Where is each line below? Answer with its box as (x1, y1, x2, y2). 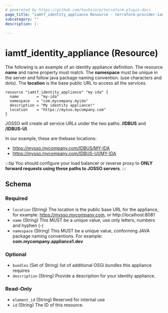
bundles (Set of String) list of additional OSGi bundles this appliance (12, 262, 152, 268)
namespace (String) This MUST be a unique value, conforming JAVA (12, 227, 150, 233)
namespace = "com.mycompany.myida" (9, 99, 88, 104)
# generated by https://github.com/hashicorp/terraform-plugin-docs (5, 7, 151, 13)
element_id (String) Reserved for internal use (12, 296, 105, 303)
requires (12, 267, 30, 273)
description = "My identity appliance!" (9, 103, 95, 108)
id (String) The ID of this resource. (12, 302, 84, 308)
